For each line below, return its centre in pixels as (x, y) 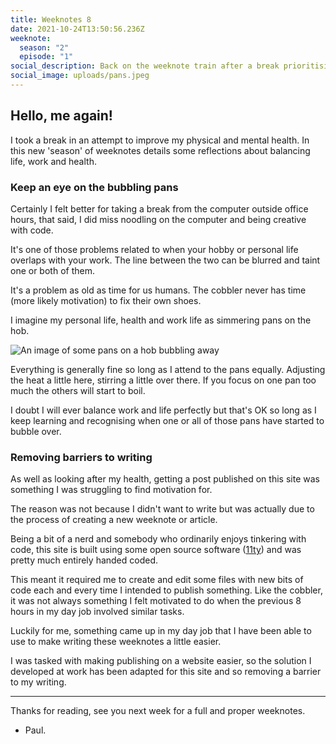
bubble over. (36, 431)
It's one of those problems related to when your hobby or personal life (154, 249)
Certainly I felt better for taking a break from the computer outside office (159, 208)
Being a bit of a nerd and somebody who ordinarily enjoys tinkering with (158, 539)
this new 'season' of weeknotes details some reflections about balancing (160, 150)
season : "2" (44, 47)
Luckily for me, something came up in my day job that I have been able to (161, 631)
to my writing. (38, 682)
